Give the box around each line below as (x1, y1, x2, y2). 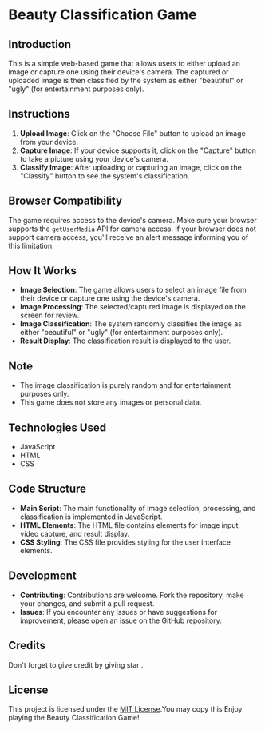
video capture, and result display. (19, 529, 130, 538)
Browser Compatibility (8, 194, 122, 208)
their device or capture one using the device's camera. (19, 293, 200, 303)
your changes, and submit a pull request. (19, 598, 155, 608)
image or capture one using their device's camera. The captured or (8, 67, 229, 77)
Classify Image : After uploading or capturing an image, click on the (19, 162, 242, 172)
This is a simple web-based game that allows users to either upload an (8, 58, 241, 68)
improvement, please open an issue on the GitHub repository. (19, 616, 222, 625)
